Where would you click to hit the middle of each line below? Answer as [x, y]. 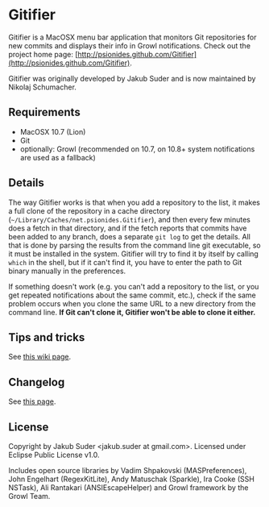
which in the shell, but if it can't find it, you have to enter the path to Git [125, 262]
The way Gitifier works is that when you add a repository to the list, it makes [134, 202]
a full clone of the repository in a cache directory [89, 210]
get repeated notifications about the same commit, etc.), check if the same [132, 295]
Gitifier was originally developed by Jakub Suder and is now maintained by [132, 78]
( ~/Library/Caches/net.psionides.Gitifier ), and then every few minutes [130, 219]
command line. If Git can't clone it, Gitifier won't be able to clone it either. [132, 312]
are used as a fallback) [58, 157]
